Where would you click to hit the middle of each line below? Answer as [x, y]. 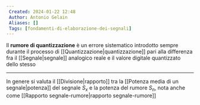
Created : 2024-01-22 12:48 [42, 12]
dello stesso [21, 64]
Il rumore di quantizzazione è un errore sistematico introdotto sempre [92, 45]
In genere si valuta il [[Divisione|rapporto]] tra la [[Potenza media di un [93, 82]
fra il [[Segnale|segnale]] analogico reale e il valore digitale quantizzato [93, 58]
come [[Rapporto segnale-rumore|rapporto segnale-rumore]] [81, 95]
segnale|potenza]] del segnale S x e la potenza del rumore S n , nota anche [96, 89]
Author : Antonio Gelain [38, 17]
